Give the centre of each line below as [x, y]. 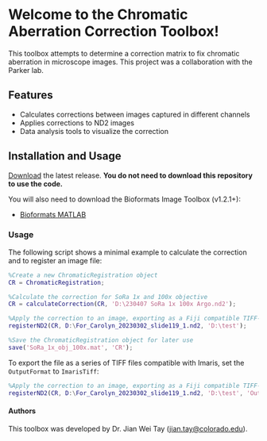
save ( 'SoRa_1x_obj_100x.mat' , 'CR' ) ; [71, 347]
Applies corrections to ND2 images [77, 123]
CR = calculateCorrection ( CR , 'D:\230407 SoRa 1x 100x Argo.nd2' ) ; [122, 304]
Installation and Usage [65, 156]
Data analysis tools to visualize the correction [94, 131]
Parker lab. [26, 70]
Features [31, 96]
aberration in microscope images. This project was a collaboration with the [130, 62]
